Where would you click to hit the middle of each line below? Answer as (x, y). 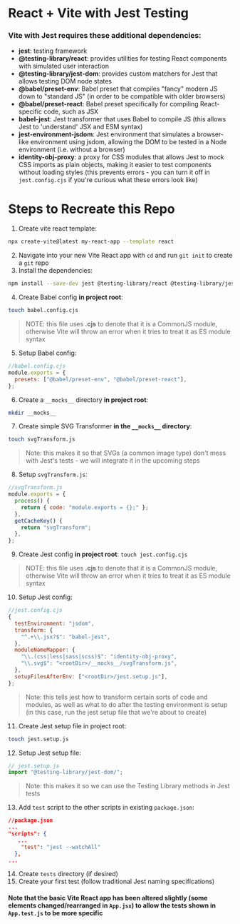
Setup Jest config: (46, 597)
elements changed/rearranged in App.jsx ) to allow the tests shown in (112, 905)
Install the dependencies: (56, 271)
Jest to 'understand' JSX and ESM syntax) (80, 127)
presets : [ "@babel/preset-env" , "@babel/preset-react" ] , (101, 379)
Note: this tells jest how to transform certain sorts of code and (116, 697)
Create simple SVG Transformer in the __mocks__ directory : (105, 426)
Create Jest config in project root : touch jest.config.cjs (103, 554)
